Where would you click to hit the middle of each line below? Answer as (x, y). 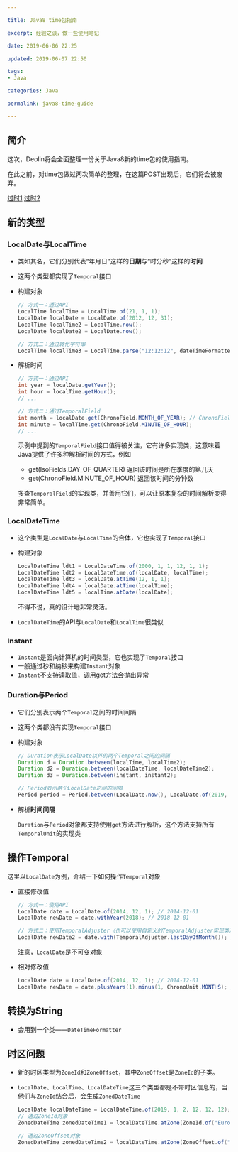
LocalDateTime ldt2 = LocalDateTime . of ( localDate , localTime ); (113, 572)
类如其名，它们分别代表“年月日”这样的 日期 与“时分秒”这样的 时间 (110, 261)
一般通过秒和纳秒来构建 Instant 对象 (69, 666)
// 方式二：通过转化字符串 (52, 344)
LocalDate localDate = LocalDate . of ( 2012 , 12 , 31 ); (95, 318)
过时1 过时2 (24, 198)
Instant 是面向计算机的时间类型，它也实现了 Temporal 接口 (101, 657)
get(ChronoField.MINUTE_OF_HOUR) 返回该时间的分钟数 (111, 478)
